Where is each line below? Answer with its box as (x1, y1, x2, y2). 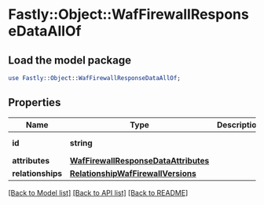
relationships (12, 167, 63, 178)
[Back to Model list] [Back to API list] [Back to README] (8, 188, 189, 197)
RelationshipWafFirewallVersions (69, 167, 196, 178)
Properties (8, 96, 61, 109)
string (69, 137, 93, 148)
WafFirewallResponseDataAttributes (69, 155, 210, 166)
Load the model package (8, 53, 132, 67)
